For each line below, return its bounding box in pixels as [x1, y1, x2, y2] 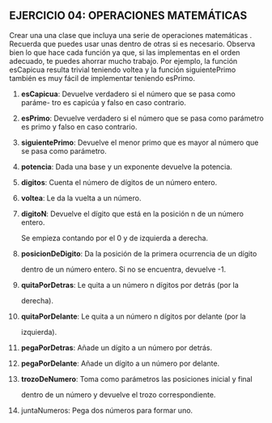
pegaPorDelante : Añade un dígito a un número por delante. [20, 358, 220, 368]
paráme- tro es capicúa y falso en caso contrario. [20, 97, 187, 107]
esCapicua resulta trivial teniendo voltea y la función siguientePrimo [9, 65, 236, 74]
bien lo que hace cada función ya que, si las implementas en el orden [9, 47, 240, 57]
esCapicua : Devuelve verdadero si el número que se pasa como [20, 89, 236, 99]
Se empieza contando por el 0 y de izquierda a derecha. [20, 233, 209, 243]
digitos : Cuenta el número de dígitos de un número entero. [20, 177, 218, 187]
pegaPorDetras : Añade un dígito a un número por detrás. [20, 342, 213, 353]
